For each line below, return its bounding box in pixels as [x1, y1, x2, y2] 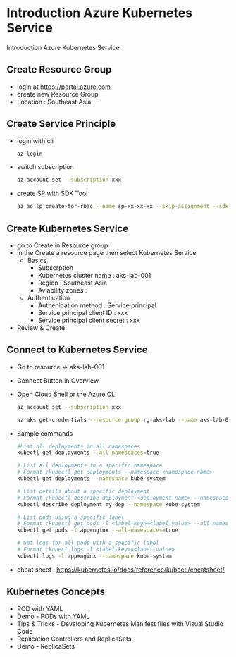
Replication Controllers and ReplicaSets [16, 634, 132, 643]
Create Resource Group [6, 63, 112, 75]
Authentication [27, 294, 70, 302]
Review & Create [16, 324, 66, 332]
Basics [27, 256, 47, 264]
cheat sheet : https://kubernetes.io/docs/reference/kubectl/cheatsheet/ [16, 565, 225, 574]
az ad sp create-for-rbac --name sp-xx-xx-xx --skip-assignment [16, 203, 210, 210]
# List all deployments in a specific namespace [16, 462, 163, 469]
